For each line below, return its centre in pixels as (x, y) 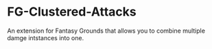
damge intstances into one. (46, 37)
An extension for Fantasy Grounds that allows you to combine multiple (106, 31)
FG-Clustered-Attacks (72, 12)
